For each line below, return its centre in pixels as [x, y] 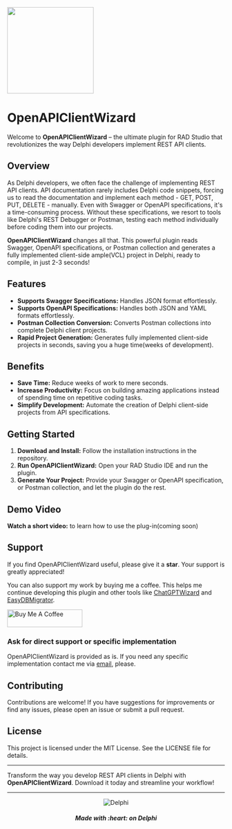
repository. [32, 458]
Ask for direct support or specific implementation [92, 641]
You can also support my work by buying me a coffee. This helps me [105, 585]
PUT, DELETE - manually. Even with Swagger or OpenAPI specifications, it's [115, 205]
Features [27, 284]
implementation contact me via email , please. [71, 664]
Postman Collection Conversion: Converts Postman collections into [114, 323]
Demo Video [34, 509]
